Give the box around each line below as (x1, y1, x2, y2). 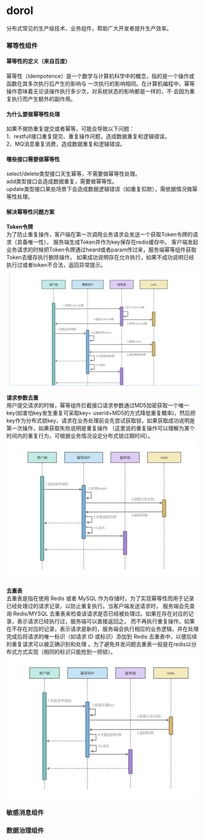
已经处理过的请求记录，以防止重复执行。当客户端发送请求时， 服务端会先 (6, 602, 190, 609)
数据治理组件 (6, 826, 45, 835)
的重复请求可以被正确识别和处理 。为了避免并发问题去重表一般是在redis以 (6, 640, 192, 648)
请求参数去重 (6, 394, 38, 401)
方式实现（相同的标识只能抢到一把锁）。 (16, 648, 116, 655)
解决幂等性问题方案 (6, 208, 55, 215)
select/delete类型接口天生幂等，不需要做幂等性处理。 (6, 170, 141, 178)
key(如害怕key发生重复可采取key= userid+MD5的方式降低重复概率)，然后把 (6, 409, 196, 416)
